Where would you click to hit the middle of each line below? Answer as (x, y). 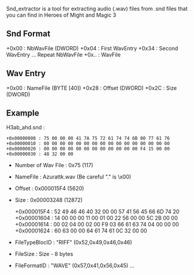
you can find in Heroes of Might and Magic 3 (61, 15)
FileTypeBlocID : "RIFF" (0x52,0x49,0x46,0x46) (74, 243)
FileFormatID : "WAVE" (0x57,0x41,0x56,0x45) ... (75, 265)
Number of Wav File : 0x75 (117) (54, 165)
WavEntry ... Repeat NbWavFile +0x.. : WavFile (63, 55)
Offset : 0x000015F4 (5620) (49, 189)
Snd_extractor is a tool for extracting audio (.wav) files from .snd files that (97, 9)
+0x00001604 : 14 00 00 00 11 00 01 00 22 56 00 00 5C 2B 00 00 (96, 218)
